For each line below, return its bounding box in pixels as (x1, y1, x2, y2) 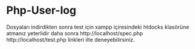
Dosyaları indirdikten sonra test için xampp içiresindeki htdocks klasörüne (6, 23, 190, 30)
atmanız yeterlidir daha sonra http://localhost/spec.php (6, 29, 143, 36)
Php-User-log (6, 4, 77, 17)
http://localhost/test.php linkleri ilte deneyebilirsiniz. (6, 36, 135, 43)
